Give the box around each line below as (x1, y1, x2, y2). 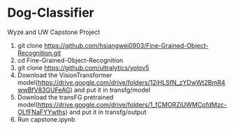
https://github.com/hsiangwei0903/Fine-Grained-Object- (44, 41, 209, 49)
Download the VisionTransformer (17, 71, 112, 79)
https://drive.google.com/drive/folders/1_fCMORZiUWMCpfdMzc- (37, 100, 227, 108)
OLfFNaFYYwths (17, 108, 66, 116)
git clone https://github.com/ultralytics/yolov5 (17, 63, 149, 72)
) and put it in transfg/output (65, 108, 147, 116)
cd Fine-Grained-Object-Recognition (17, 56, 124, 64)
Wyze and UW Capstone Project (7, 28, 100, 36)
